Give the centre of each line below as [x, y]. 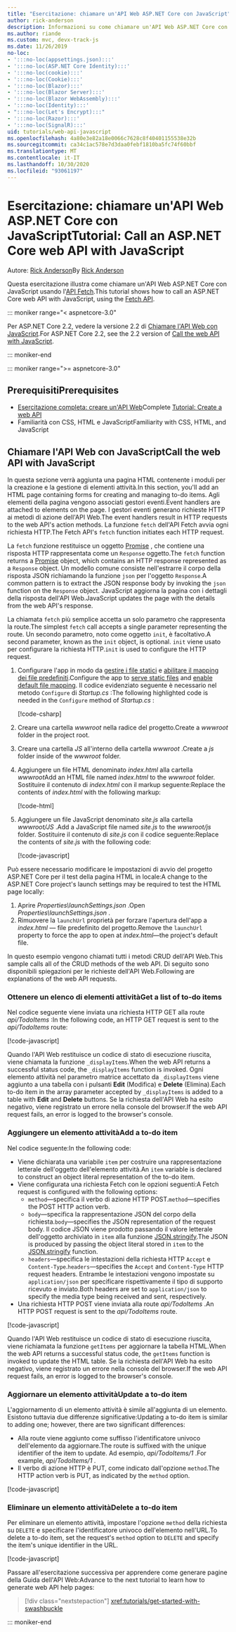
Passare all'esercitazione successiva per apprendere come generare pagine [117, 1573]
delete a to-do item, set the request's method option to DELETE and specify [113, 1538]
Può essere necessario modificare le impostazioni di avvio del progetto [110, 870]
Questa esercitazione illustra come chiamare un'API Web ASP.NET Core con [117, 284]
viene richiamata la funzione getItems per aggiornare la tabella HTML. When [117, 1346]
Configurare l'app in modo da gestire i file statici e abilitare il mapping [118, 670]
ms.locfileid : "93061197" [45, 171]
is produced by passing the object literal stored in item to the [116, 1244]
